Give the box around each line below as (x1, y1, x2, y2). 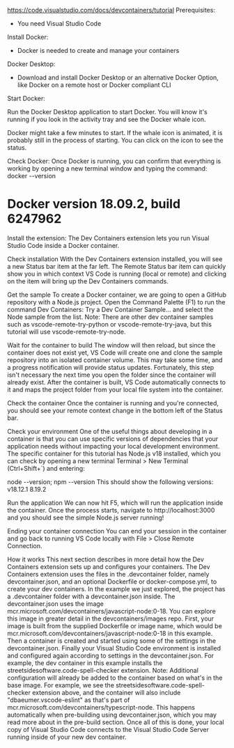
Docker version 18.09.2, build (7, 196, 181, 212)
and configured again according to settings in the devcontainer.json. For (7, 651, 214, 660)
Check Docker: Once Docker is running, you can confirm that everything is (7, 157, 221, 165)
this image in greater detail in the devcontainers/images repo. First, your (7, 614, 214, 623)
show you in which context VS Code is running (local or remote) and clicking (7, 270, 227, 278)
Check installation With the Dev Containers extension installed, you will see (7, 254, 223, 263)
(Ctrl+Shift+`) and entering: (7, 464, 85, 472)
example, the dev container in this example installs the (7, 658, 163, 667)
